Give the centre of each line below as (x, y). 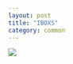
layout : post (30, 15)
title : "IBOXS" (33, 23)
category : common (37, 30)
